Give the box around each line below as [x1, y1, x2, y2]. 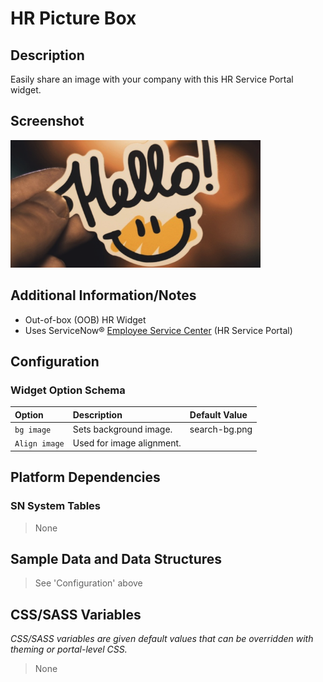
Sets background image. [72, 423, 173, 436]
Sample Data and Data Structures [10, 550, 223, 567]
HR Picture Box [10, 7, 137, 30]
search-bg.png [189, 423, 253, 436]
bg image [14, 425, 52, 436]
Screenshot [10, 113, 85, 130]
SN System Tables [10, 499, 102, 513]
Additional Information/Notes [10, 287, 197, 304]
